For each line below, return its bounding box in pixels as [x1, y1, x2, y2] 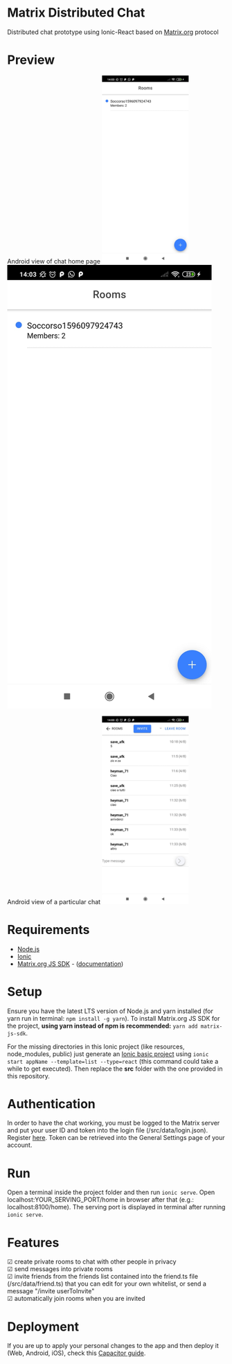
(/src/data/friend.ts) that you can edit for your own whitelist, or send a [7, 1279, 206, 1288]
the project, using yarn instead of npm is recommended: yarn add [7, 1021, 198, 1030]
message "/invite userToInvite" [7, 1287, 95, 1295]
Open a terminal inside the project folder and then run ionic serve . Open [7, 1188, 215, 1197]
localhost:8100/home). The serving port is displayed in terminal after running [7, 1203, 226, 1211]
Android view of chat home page [7, 257, 100, 265]
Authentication [7, 1096, 96, 1112]
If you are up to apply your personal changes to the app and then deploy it [7, 1342, 220, 1350]
